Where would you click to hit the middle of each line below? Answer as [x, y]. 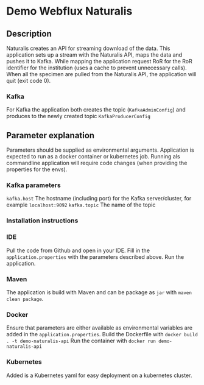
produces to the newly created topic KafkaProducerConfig [79, 116]
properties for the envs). [37, 169]
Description [29, 34]
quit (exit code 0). [29, 81]
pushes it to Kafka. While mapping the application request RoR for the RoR [100, 61]
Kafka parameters [33, 185]
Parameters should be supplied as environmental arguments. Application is [100, 150]
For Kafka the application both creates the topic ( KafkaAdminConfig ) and [96, 110]
